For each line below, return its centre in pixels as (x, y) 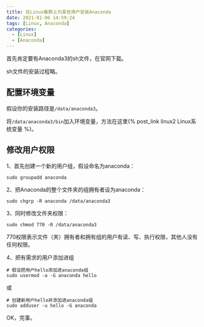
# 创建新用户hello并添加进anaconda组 (50, 300)
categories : (21, 29)
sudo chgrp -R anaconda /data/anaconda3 (59, 201)
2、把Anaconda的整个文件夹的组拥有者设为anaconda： (76, 189)
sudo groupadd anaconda (37, 178)
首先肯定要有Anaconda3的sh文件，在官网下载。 (67, 58)
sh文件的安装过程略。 (34, 71)
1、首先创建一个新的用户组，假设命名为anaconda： (71, 166)
